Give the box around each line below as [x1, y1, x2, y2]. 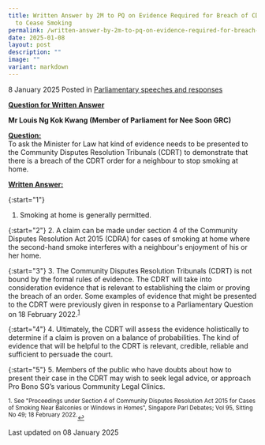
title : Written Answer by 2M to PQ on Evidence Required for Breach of [8, 11, 248, 20]
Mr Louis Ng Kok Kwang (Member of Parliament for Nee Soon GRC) [8, 115, 231, 125]
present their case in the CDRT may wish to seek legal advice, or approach [8, 373, 251, 383]
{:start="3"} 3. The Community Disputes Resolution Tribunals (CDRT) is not [8, 266, 252, 275]
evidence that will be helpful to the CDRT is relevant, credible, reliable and [8, 341, 248, 351]
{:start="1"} [8, 194, 45, 204]
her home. [8, 251, 42, 260]
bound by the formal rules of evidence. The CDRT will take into [8, 274, 213, 284]
